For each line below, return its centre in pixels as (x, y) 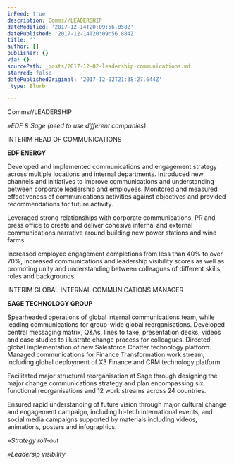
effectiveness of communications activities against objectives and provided (117, 197)
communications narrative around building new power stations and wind (112, 232)
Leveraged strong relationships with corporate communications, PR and (111, 218)
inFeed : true (26, 14)
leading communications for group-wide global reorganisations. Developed (116, 325)
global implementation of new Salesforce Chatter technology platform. (109, 347)
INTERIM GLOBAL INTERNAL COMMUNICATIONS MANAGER (96, 290)
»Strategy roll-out (33, 440)
